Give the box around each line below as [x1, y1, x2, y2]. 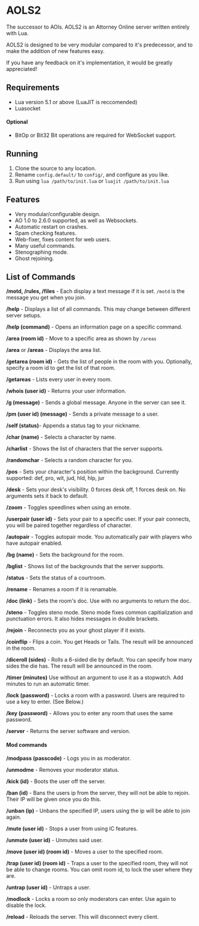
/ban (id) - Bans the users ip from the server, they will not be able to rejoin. [6, 789, 190, 796]
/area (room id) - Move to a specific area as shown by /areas [6, 335, 157, 342]
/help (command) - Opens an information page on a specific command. [6, 323, 183, 331]
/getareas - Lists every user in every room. [6, 376, 112, 383]
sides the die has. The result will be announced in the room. [6, 662, 153, 670]
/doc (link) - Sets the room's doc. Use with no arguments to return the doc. [6, 597, 191, 604]
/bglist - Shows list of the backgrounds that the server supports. [6, 563, 165, 570]
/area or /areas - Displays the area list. [6, 347, 102, 354]
